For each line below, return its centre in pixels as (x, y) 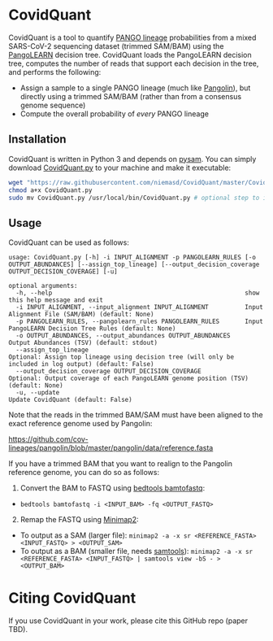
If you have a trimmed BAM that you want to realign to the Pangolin (121, 464)
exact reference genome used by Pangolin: (80, 424)
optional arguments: (43, 286)
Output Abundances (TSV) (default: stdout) (83, 343)
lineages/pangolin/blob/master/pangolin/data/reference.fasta (111, 448)
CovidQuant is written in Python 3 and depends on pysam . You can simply (132, 159)
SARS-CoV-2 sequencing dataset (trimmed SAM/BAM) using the (116, 46)
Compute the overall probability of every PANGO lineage (115, 113)
